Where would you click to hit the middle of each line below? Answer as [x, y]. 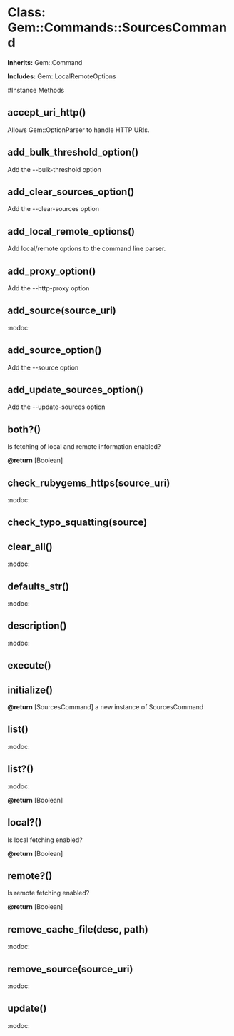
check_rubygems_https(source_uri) [89, 483]
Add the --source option [43, 367]
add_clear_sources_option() [71, 192]
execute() [29, 665]
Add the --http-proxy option [49, 288]
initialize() [30, 690]
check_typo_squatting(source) [77, 523]
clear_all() [30, 547]
